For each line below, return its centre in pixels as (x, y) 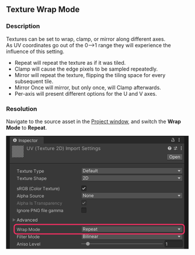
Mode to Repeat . (27, 127)
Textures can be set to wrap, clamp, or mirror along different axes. (86, 39)
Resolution (22, 109)
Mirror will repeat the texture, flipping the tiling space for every (90, 75)
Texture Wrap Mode (43, 10)
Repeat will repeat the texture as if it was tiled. (70, 62)
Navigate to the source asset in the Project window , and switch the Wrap (93, 121)
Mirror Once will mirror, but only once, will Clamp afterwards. (88, 88)
